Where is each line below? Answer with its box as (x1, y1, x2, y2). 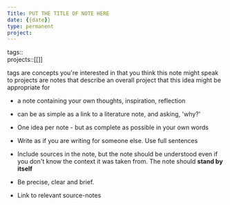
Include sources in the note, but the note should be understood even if (17, 150, 218, 158)
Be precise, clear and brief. (17, 178, 95, 186)
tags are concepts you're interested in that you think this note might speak (7, 69, 219, 77)
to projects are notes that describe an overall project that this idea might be (7, 76, 222, 85)
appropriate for (7, 83, 50, 91)
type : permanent (7, 23, 54, 30)
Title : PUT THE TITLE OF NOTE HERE (7, 10, 110, 17)
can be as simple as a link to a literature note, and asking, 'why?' (17, 110, 201, 118)
